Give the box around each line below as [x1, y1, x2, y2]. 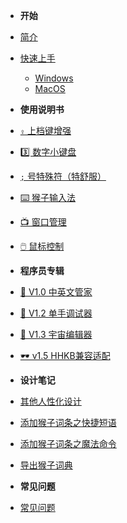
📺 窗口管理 [19, 216, 67, 228]
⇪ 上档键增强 [19, 125, 72, 136]
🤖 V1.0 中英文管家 [19, 286, 93, 298]
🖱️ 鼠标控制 [19, 240, 65, 252]
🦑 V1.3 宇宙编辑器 [19, 329, 93, 340]
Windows [34, 72, 74, 84]
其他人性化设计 [19, 395, 82, 407]
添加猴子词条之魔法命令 [19, 438, 117, 449]
